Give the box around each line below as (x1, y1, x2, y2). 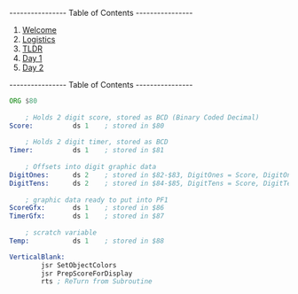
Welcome (21, 25, 58, 35)
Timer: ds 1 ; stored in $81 (9, 146, 165, 155)
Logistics (21, 35, 56, 44)
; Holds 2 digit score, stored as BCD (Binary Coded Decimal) (25, 112, 260, 122)
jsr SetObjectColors (41, 260, 117, 269)
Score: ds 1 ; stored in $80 (9, 121, 165, 130)
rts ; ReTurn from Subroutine (41, 277, 153, 286)
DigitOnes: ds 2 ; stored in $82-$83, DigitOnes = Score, (9, 170, 260, 180)
